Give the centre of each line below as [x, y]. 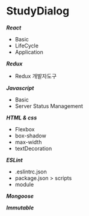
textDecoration [33, 148]
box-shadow [30, 136]
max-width [28, 142]
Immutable [20, 208]
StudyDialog [38, 11]
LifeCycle [27, 46]
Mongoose [20, 196]
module [24, 184]
